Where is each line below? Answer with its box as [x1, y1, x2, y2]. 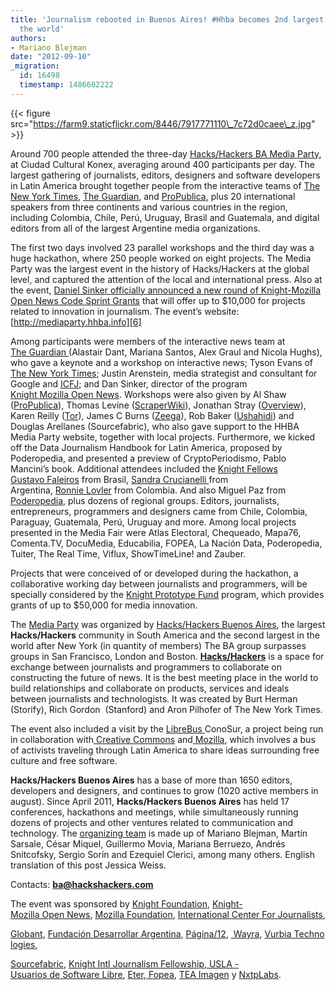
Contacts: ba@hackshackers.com [10, 878, 154, 890]
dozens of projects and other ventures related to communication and [10, 816, 294, 828]
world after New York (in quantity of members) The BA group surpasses [10, 639, 307, 651]
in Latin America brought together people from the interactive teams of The [10, 179, 321, 191]
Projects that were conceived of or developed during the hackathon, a [10, 567, 299, 579]
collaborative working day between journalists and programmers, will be [10, 577, 308, 590]
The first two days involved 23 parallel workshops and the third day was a [10, 241, 315, 253]
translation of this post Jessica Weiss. [10, 859, 167, 871]
